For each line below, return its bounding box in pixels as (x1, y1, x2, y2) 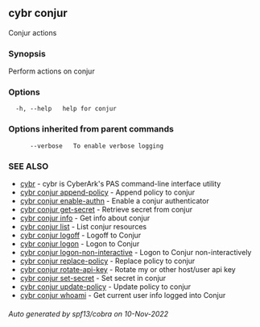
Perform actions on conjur (8, 66, 95, 76)
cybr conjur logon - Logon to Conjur (19, 239, 140, 249)
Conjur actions (8, 27, 57, 37)
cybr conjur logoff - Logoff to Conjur (19, 230, 142, 240)
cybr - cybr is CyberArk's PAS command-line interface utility (19, 179, 221, 188)
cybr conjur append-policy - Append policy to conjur (19, 187, 196, 197)
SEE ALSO (8, 161, 49, 172)
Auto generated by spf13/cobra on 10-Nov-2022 (8, 308, 169, 318)
